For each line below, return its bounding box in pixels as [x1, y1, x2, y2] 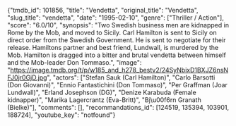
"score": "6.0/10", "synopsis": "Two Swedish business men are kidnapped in [7, 21, 230, 29]
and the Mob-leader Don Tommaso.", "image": [7, 58, 142, 66]
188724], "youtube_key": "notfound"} [7, 111, 116, 119]
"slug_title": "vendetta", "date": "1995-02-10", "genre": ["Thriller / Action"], [7, 13, 224, 22]
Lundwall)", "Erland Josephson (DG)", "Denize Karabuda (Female [7, 88, 196, 96]
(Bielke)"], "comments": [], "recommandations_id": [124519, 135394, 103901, [7, 103, 230, 111]
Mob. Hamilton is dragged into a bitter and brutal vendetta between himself [7, 51, 226, 59]
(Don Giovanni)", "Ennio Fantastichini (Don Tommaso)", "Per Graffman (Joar [7, 81, 228, 89]
